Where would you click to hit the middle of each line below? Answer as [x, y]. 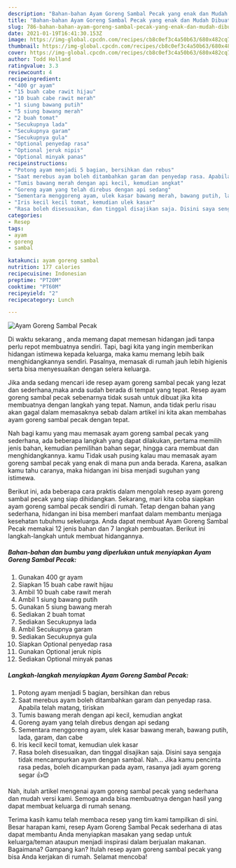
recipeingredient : [35, 79]
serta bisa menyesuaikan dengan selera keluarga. [79, 369]
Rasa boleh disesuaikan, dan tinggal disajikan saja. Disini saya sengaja [119, 752]
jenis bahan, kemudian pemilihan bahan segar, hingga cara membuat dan [113, 448]
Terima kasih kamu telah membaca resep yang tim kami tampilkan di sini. [113, 820]
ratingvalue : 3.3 [33, 66]
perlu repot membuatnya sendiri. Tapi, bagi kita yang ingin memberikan [111, 346]
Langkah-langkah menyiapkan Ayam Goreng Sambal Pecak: [98, 675]
